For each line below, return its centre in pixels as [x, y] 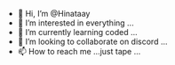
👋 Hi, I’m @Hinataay [54, 14]
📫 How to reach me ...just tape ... [79, 51]
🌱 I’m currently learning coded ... [77, 32]
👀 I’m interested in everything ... [76, 23]
